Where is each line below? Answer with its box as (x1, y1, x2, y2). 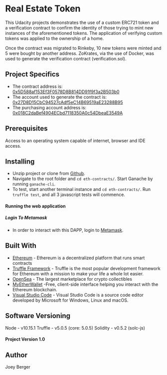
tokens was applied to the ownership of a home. (5, 35, 104, 41)
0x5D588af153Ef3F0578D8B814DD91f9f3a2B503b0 (12, 88, 120, 95)
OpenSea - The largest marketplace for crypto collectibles (12, 276, 132, 282)
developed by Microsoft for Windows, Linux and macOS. (12, 297, 129, 303)
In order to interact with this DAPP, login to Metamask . (12, 227, 124, 233)
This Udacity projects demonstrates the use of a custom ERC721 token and (5, 19, 159, 25)
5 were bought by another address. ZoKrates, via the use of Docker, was (5, 50, 155, 56)
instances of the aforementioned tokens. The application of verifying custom (5, 30, 163, 36)
